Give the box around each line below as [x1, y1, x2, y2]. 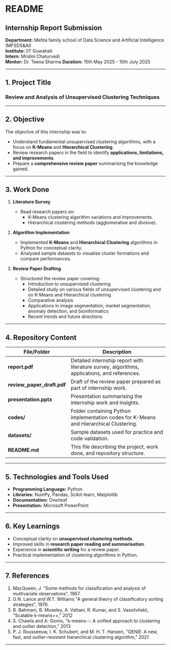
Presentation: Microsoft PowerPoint [12, 502, 89, 508]
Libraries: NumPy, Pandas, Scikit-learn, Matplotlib [12, 491, 118, 498]
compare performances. [20, 256, 71, 262]
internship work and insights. [70, 399, 140, 407]
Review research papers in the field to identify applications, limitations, [12, 149, 164, 155]
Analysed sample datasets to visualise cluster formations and [20, 250, 149, 256]
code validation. [70, 435, 109, 442]
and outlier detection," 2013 [12, 623, 71, 629]
